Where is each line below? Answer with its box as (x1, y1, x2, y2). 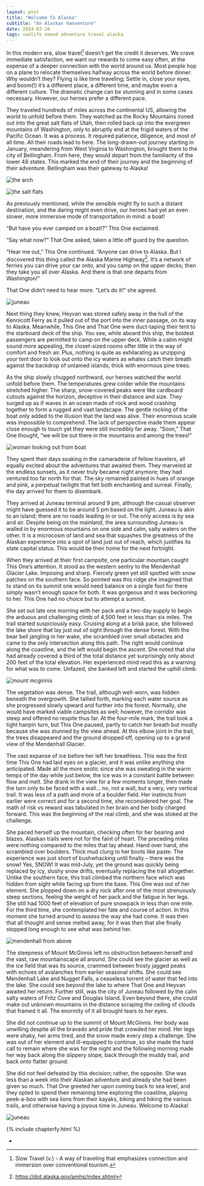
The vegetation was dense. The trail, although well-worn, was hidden (6, 688, 180, 696)
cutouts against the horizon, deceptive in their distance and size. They (6, 393, 182, 400)
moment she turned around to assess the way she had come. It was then (6, 913, 189, 920)
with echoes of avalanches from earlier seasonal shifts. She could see (6, 968, 182, 976)
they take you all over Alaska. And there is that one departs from (6, 268, 167, 276)
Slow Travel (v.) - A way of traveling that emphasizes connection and (15, 1155, 188, 1162)
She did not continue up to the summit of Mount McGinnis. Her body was (6, 1019, 189, 1027)
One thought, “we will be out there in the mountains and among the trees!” (6, 432, 192, 439)
